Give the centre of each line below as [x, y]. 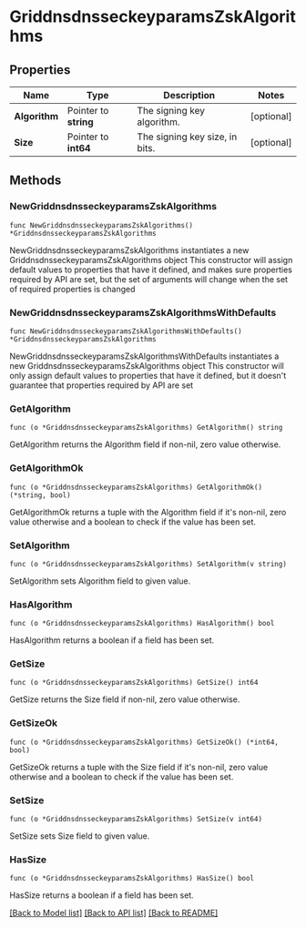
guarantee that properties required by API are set [102, 385]
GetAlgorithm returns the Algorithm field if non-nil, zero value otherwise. [145, 444]
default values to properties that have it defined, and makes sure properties [151, 270]
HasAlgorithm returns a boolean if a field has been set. [112, 640]
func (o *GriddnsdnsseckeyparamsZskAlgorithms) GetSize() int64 [134, 683]
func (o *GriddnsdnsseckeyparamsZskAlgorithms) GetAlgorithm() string [146, 428]
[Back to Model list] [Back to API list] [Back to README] [114, 913]
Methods [36, 181]
